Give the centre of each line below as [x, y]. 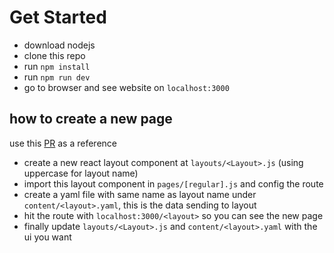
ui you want [47, 237]
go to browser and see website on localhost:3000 [126, 87]
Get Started [58, 17]
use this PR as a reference [63, 143]
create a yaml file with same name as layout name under [140, 194]
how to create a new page [91, 119]
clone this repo [54, 55]
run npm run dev [57, 77]
